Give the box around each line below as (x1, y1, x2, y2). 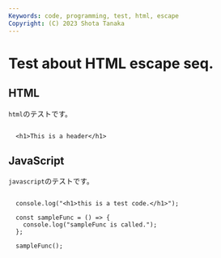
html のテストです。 (8, 108, 73, 118)
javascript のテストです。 (8, 176, 95, 186)
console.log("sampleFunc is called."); (23, 221, 158, 229)
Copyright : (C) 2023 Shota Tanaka (8, 19, 125, 27)
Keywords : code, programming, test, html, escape (8, 11, 180, 20)
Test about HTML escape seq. (8, 54, 214, 73)
